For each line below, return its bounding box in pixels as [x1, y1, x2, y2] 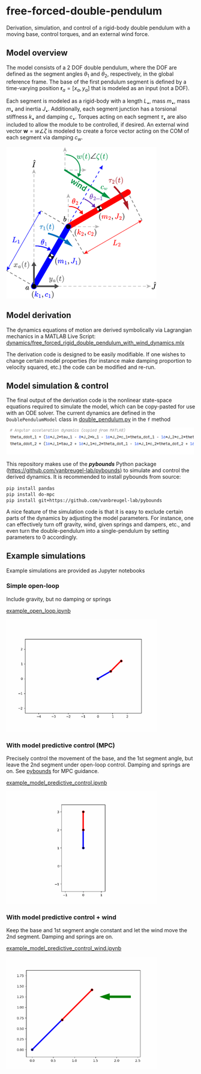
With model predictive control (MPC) [6, 741, 115, 749]
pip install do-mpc [6, 491, 55, 497]
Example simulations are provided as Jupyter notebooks [6, 566, 145, 574]
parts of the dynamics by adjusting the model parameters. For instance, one [6, 514, 194, 521]
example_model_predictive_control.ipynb [6, 779, 107, 786]
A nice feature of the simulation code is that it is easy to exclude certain [6, 508, 184, 515]
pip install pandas [6, 485, 55, 491]
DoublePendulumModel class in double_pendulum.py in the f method [6, 416, 171, 423]
